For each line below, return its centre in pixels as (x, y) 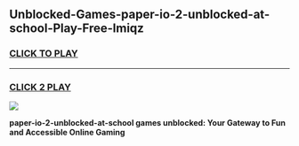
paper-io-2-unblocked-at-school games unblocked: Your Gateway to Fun (148, 122)
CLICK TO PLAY (44, 54)
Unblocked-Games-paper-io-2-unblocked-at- (140, 15)
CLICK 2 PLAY (40, 87)
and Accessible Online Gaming (67, 132)
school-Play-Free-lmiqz (77, 29)
